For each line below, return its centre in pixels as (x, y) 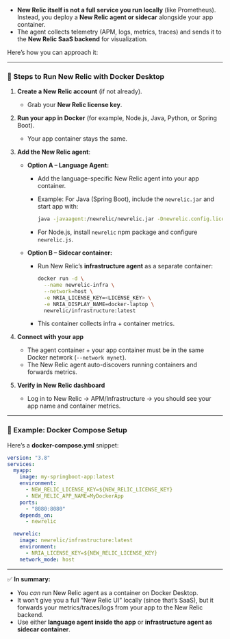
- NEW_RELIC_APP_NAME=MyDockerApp (75, 496)
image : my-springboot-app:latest (67, 477)
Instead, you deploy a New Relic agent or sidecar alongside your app (115, 17)
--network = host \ (68, 291)
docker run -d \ (61, 279)
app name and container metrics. (74, 406)
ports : (29, 502)
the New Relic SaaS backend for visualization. (82, 39)
